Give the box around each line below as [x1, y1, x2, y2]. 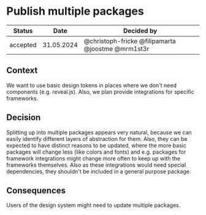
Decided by [123, 26, 158, 35]
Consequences [6, 185, 66, 195]
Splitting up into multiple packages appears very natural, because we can [6, 129, 192, 136]
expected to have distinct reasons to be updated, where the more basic [6, 141, 187, 149]
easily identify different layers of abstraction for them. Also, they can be [6, 135, 188, 142]
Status [13, 26, 33, 35]
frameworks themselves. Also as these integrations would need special [6, 161, 186, 168]
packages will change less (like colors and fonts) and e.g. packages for [6, 148, 186, 156]
